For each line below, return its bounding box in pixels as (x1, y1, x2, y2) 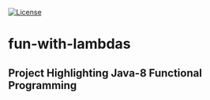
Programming (8, 79, 77, 92)
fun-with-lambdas (8, 35, 131, 53)
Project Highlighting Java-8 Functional (8, 66, 203, 80)
